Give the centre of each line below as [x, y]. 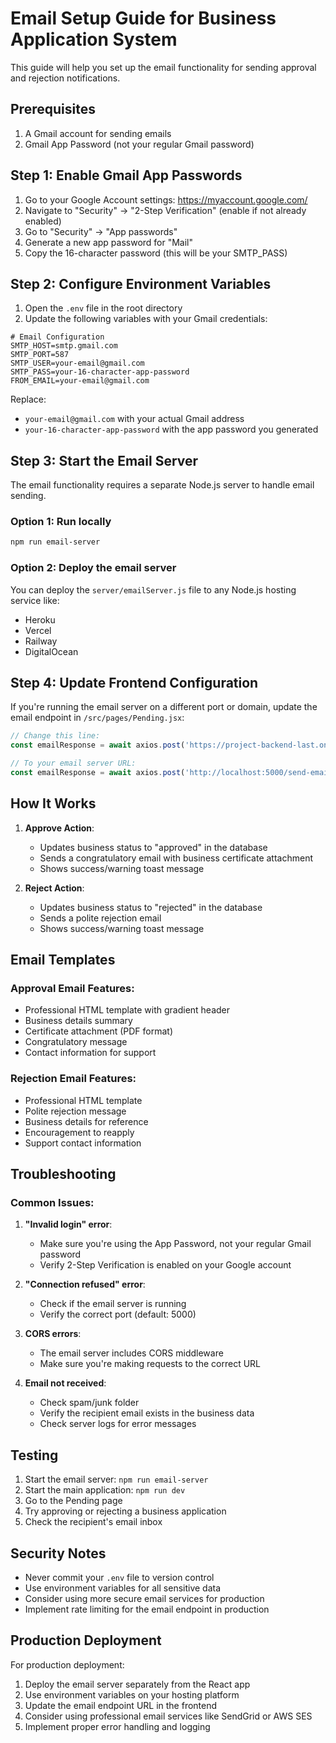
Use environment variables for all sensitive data [123, 1588]
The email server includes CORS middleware [131, 1353]
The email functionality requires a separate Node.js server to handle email [162, 485]
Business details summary [78, 1021]
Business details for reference [86, 1121]
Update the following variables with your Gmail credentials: [146, 319]
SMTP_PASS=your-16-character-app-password [100, 372]
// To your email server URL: [73, 763]
